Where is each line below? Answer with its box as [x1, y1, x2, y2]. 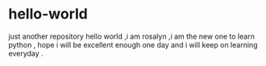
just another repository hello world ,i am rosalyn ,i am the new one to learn [8, 31, 256, 41]
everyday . [8, 48, 44, 58]
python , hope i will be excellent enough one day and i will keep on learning [8, 39, 258, 49]
